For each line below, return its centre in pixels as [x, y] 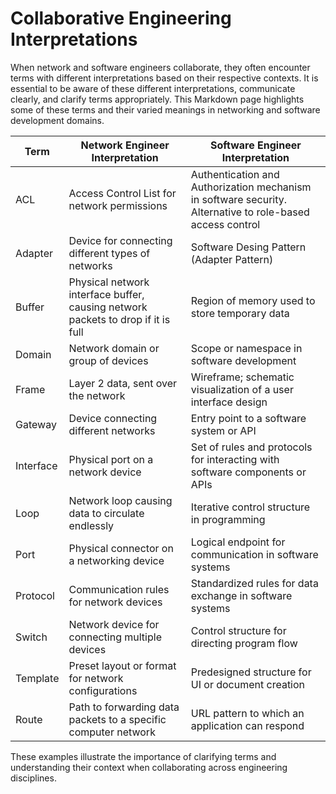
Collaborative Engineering [121, 18]
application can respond [247, 725]
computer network [112, 732]
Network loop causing [120, 500]
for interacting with [235, 459]
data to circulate [106, 513]
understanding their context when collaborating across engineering [149, 767]
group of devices [108, 360]
